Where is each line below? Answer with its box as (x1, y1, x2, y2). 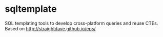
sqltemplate (5, 3, 57, 15)
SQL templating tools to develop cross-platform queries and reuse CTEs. (5, 20, 158, 26)
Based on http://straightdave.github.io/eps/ (5, 25, 96, 31)
